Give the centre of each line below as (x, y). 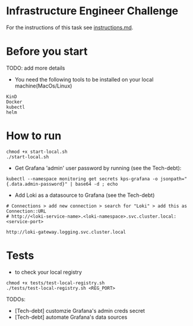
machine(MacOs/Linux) (43, 86)
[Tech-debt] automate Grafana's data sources (71, 317)
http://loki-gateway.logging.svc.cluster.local (66, 232)
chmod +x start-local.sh (37, 152)
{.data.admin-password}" (37, 184)
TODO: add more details (36, 68)
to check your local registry (48, 272)
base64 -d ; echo (96, 184)
